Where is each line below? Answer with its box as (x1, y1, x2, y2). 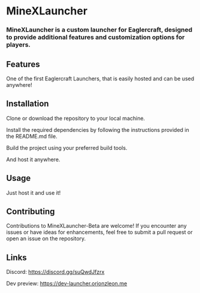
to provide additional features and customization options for (6, 33, 185, 41)
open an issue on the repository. (6, 235, 86, 242)
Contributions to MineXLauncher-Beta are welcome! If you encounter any (6, 222, 187, 229)
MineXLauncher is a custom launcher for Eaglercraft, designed (6, 26, 193, 34)
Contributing (6, 206, 55, 216)
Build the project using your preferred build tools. (6, 144, 128, 151)
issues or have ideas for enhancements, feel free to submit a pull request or (6, 229, 193, 236)
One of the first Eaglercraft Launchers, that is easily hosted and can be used (6, 75, 195, 82)
